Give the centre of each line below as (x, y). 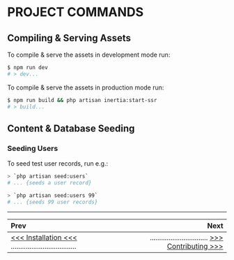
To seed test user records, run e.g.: (58, 164)
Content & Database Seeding (71, 128)
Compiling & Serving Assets (69, 38)
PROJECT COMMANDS (76, 12)
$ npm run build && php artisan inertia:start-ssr (82, 100)
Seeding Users (33, 148)
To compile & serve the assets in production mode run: (86, 87)
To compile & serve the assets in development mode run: (89, 55)
